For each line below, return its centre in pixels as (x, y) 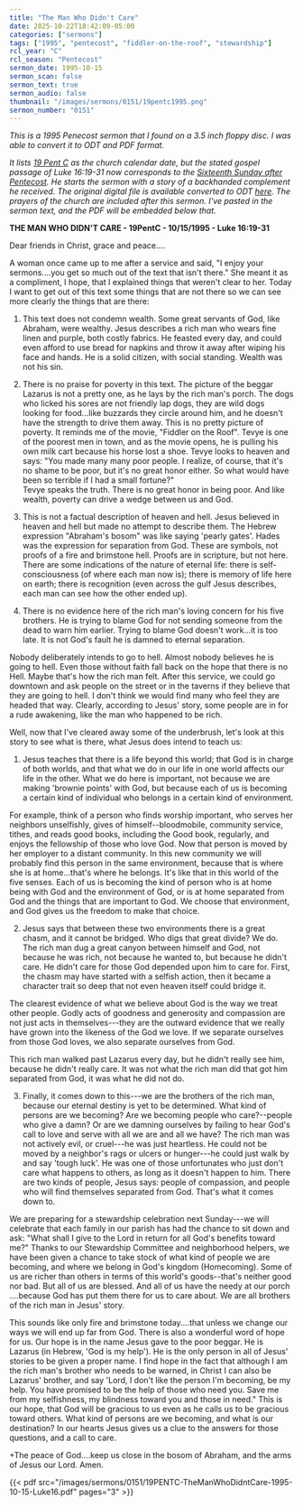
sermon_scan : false (46, 77)
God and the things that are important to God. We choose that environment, (150, 901)
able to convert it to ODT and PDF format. (87, 145)
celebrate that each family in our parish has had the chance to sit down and (150, 1229)
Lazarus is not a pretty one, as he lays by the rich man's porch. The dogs (158, 394)
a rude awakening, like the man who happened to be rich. (116, 715)
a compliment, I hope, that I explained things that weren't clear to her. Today (151, 282)
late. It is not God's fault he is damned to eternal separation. (133, 640)
